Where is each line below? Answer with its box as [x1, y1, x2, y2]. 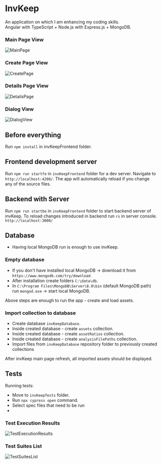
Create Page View [5, 59, 49, 66]
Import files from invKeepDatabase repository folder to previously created [12, 341, 158, 347]
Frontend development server [5, 158, 97, 166]
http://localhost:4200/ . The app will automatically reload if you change [5, 176, 150, 182]
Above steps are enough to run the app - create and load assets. [5, 297, 134, 303]
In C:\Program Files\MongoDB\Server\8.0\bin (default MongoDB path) [12, 282, 151, 289]
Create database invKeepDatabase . [12, 320, 81, 326]
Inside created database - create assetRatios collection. [12, 331, 125, 336]
